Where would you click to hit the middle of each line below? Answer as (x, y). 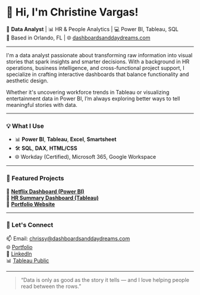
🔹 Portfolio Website (31, 204)
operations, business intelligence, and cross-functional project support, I (95, 67)
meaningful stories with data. (42, 105)
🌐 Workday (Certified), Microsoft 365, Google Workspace (85, 157)
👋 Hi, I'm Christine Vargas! (72, 12)
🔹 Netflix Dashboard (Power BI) (45, 191)
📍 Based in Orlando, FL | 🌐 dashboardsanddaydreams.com (78, 38)
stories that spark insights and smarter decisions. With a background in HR (98, 62)
